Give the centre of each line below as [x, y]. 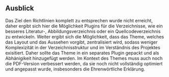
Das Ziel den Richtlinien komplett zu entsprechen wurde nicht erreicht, [79, 20]
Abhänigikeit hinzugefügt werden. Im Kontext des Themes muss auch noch [84, 58]
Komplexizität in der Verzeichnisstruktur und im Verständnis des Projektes [83, 47]
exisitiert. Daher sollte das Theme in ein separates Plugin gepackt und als [82, 53]
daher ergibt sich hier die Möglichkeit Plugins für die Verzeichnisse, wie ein [84, 26]
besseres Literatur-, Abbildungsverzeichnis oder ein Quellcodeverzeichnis [83, 31]
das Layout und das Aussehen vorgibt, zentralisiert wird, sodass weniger [81, 42]
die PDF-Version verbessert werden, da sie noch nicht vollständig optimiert [84, 63]
